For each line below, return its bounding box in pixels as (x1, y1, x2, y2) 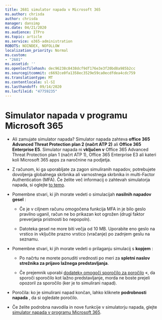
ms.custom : (5, 52, 27, 58)
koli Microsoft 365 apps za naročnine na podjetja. (12, 157, 111, 163)
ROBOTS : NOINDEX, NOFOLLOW (5, 43, 60, 48)
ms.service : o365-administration (5, 39, 73, 44)
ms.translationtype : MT (5, 75, 53, 80)
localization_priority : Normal (5, 48, 68, 53)
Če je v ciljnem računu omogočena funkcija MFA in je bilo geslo (19, 206, 146, 212)
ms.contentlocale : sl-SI (5, 80, 55, 84)
